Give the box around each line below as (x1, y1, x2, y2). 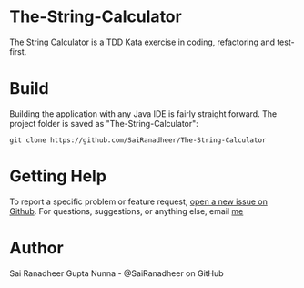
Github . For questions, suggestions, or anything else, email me (9, 205, 244, 216)
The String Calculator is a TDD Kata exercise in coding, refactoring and (9, 36, 276, 47)
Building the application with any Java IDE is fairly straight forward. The (9, 108, 278, 119)
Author (9, 238, 64, 258)
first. (9, 46, 27, 57)
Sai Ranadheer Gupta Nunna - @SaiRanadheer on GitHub (9, 267, 225, 279)
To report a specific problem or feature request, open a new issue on (9, 196, 269, 207)
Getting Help (9, 166, 107, 187)
